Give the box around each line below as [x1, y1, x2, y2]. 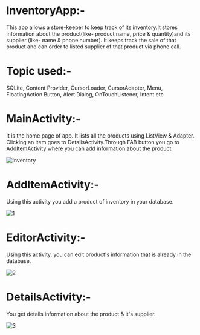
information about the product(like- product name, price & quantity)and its [6, 30, 191, 37]
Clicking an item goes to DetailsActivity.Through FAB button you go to [6, 138, 179, 145]
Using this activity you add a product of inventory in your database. [6, 197, 174, 205]
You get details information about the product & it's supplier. [6, 310, 156, 317]
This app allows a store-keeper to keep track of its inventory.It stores [6, 24, 178, 31]
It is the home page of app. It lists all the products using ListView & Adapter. [6, 131, 195, 139]
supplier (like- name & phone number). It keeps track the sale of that [6, 36, 176, 44]
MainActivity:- [6, 112, 81, 126]
